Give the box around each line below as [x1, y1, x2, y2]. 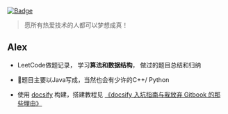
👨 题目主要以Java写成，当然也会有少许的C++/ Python [17, 75, 170, 83]
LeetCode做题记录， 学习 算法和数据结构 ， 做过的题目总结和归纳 [17, 60, 202, 69]
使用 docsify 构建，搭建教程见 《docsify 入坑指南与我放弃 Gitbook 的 [17, 90, 215, 99]
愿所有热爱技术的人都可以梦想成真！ [24, 21, 129, 29]
